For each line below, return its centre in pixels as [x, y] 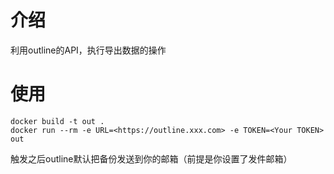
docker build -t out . [57, 121]
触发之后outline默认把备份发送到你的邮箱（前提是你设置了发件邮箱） [151, 158]
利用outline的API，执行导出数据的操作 [88, 50]
